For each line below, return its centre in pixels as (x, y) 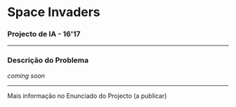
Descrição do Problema (48, 60)
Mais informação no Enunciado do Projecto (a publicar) (87, 96)
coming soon (26, 76)
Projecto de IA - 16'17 (44, 34)
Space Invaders (54, 12)
